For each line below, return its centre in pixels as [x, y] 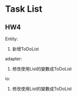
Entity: [12, 39]
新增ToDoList [26, 49]
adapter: [13, 59]
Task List [24, 9]
